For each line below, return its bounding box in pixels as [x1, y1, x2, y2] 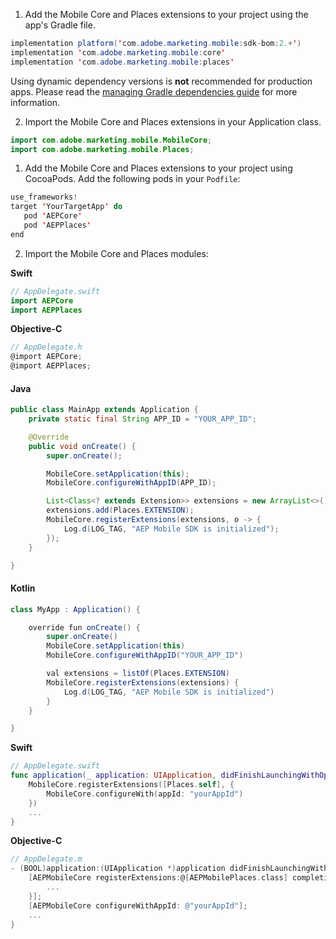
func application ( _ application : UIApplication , [10, 770, 217, 781]
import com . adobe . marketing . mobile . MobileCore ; [10, 135, 213, 145]
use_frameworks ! [10, 192, 78, 203]
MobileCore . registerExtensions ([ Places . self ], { [28, 780, 235, 790]
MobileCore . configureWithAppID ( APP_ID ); [46, 478, 217, 488]
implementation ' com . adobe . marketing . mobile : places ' [10, 57, 235, 67]
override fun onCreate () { [28, 622, 141, 633]
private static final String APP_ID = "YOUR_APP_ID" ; [28, 414, 257, 424]
